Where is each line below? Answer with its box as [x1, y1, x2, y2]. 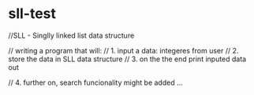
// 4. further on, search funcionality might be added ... [8, 78, 183, 87]
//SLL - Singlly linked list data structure [8, 31, 135, 40]
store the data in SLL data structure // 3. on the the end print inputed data [8, 54, 247, 64]
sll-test [8, 5, 57, 23]
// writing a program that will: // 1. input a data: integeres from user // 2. [8, 46, 239, 55]
